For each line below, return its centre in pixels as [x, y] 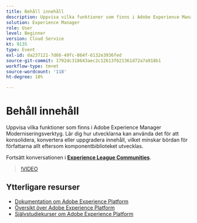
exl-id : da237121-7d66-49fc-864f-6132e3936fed [64, 55]
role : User [19, 28]
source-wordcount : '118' [36, 72]
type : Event [21, 50]
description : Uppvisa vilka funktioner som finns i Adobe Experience [93, 17]
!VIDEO [29, 169]
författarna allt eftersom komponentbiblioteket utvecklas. [75, 146]
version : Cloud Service [35, 39]
